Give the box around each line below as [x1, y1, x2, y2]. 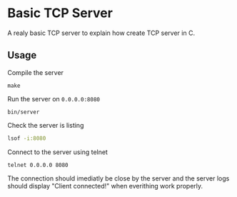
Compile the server [7, 68, 64, 76]
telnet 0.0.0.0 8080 [7, 161, 69, 168]
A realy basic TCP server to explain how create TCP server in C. [7, 29, 195, 37]
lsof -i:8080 [7, 134, 46, 142]
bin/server [7, 108, 40, 116]
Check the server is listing [7, 121, 84, 129]
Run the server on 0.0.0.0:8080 [7, 94, 100, 103]
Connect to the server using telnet [7, 148, 109, 156]
